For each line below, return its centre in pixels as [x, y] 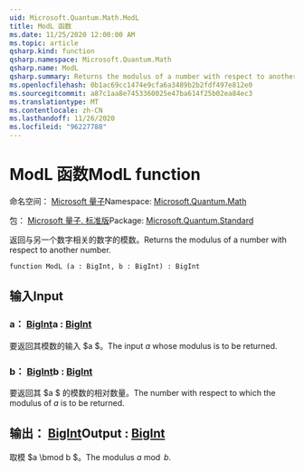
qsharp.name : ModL [44, 69]
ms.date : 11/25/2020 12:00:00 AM [72, 34]
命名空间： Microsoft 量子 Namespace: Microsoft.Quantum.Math [128, 201]
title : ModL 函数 [41, 26]
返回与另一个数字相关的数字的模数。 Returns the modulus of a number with [148, 240]
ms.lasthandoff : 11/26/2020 [62, 118]
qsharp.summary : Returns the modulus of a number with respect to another [153, 77]
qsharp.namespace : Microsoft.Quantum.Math [90, 60]
